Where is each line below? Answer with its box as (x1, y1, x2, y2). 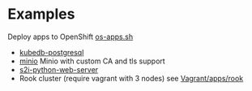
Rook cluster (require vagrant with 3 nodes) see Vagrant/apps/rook (19, 73, 244, 83)
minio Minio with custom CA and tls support (19, 56, 165, 66)
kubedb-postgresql (19, 47, 84, 57)
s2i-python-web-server (19, 64, 99, 74)
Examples (7, 5, 75, 24)
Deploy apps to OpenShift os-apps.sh (7, 32, 134, 41)
